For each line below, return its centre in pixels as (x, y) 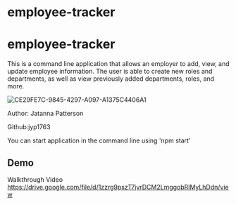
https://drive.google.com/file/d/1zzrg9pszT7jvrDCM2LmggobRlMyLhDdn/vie (118, 187)
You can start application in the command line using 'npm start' (99, 140)
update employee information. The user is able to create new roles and (110, 72)
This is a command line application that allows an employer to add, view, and (118, 64)
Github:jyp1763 (29, 127)
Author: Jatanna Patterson (45, 114)
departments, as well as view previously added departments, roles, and (111, 79)
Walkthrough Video (35, 179)
